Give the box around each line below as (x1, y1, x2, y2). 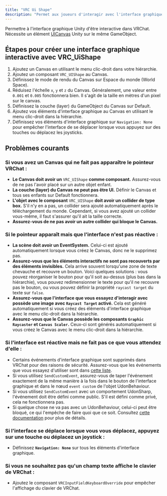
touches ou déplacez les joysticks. (12, 130, 83, 136)
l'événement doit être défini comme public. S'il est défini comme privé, (12, 394, 158, 400)
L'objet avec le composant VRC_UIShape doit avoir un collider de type (12, 197, 155, 203)
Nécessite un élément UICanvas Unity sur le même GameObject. (5, 31, 138, 37)
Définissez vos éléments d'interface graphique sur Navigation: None (12, 119, 153, 125)
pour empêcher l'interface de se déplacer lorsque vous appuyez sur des (12, 124, 161, 130)
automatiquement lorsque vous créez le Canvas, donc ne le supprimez (12, 248, 158, 253)
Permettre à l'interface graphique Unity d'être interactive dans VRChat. (5, 25, 151, 31)
